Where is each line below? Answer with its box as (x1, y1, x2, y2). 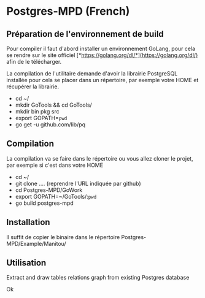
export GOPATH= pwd (15, 115, 68, 121)
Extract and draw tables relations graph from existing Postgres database (6, 274, 190, 281)
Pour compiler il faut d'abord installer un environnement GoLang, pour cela (6, 45, 195, 52)
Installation (6, 217, 50, 227)
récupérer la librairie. (6, 83, 60, 90)
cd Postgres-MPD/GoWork (15, 186, 83, 194)
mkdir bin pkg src (15, 108, 60, 115)
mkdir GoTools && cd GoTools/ (15, 101, 92, 109)
